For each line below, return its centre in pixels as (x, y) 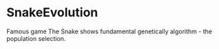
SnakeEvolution (52, 13)
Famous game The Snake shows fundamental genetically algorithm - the (109, 31)
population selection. (36, 38)
